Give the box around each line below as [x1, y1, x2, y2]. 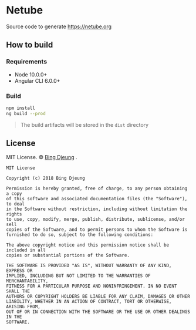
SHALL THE [6, 288, 31, 294]
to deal [6, 201, 25, 207]
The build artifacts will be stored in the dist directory [20, 121, 148, 128]
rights [6, 211, 22, 217]
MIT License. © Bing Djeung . [6, 154, 77, 161]
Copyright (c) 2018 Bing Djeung [6, 176, 85, 181]
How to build [6, 40, 53, 50]
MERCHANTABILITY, [6, 278, 49, 284]
